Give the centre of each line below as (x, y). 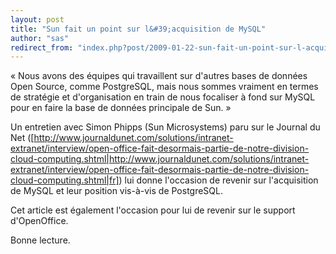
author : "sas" (40, 38)
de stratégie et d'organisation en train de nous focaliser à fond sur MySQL (163, 97)
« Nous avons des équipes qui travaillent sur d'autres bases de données (159, 76)
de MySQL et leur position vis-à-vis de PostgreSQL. (116, 191)
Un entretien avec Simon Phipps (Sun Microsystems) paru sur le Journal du (165, 127)
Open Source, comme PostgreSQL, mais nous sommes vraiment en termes (164, 87)
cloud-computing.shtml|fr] (65, 180)
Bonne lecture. (40, 240)
